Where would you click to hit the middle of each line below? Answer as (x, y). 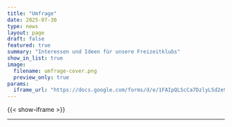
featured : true (29, 45)
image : (17, 65)
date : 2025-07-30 (32, 20)
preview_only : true (41, 77)
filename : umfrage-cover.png (55, 71)
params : (18, 84)
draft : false (26, 39)
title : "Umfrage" (32, 13)
